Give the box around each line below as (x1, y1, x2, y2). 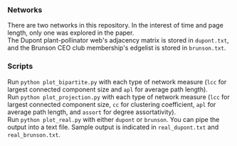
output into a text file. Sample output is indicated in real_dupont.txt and (7, 123, 219, 131)
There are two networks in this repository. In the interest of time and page (7, 21, 224, 30)
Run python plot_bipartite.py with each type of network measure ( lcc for (7, 77, 227, 86)
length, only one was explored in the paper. (7, 28, 135, 37)
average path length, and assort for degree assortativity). (7, 108, 177, 116)
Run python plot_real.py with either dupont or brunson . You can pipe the (7, 115, 220, 123)
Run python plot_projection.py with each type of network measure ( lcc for (7, 92, 230, 101)
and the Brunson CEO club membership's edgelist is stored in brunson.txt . (7, 44, 226, 52)
